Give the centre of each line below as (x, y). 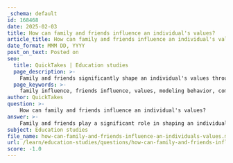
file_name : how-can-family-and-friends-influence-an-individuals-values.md (119, 136)
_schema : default (32, 14)
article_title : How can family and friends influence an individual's (111, 40)
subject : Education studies (48, 130)
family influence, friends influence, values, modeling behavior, (118, 91)
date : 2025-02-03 (32, 26)
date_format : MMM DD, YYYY (46, 46)
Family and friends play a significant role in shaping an (107, 123)
